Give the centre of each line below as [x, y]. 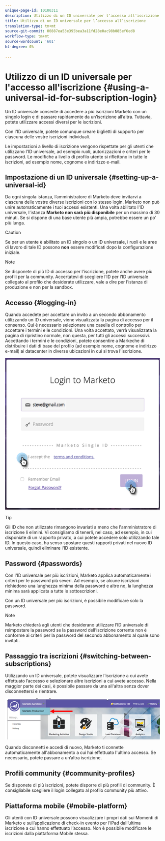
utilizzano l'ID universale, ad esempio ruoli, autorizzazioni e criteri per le [78, 151]
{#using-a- [126, 87]
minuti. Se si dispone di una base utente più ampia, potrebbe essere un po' [81, 218]
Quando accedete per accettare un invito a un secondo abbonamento [75, 314]
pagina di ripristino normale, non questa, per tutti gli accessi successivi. [78, 336]
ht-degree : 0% [20, 47]
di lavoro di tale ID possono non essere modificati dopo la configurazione [79, 247]
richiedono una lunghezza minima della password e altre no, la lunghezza [79, 586]
